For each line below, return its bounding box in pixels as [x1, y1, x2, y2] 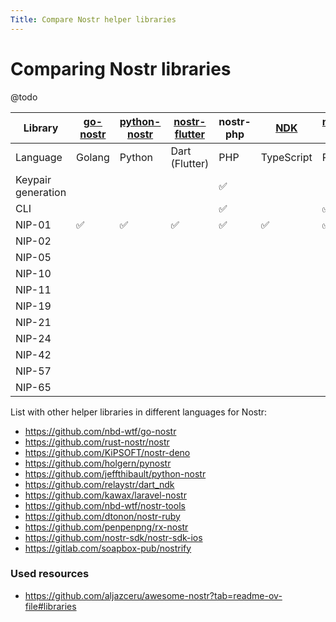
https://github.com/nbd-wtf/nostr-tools [24, 499, 186, 511]
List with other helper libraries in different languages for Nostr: [10, 406, 268, 418]
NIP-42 [15, 347, 52, 361]
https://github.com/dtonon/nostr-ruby [24, 510, 181, 522]
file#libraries [24, 600, 77, 612]
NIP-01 [15, 217, 52, 231]
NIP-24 [15, 331, 52, 345]
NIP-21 [15, 315, 52, 329]
